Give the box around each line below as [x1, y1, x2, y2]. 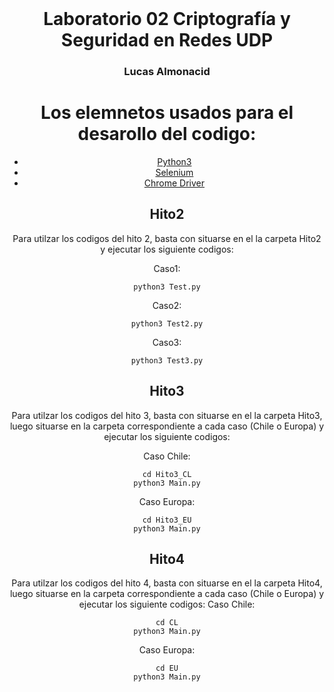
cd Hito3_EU [142, 515, 192, 525]
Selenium [155, 167, 194, 179]
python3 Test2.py [130, 318, 204, 329]
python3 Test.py [133, 282, 201, 292]
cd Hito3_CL [142, 469, 192, 479]
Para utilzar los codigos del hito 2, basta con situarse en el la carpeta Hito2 [12, 232, 322, 244]
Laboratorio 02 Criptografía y [43, 8, 291, 31]
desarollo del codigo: [77, 123, 257, 146]
